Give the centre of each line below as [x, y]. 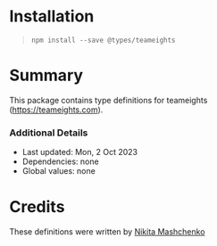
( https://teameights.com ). [56, 110]
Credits [37, 207]
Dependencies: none [61, 161]
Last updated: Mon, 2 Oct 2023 [80, 152]
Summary [46, 75]
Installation [52, 16]
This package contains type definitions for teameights [108, 100]
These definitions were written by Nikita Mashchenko [107, 232]
